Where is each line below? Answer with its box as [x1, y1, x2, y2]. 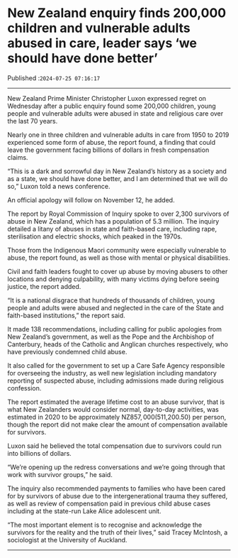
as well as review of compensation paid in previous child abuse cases [7, 499, 211, 508]
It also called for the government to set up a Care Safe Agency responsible [7, 361, 225, 370]
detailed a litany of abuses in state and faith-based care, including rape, [7, 224, 217, 233]
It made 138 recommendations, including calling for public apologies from [7, 324, 222, 333]
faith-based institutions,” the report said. [7, 311, 125, 319]
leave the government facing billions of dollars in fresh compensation [7, 146, 210, 154]
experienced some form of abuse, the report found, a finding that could [7, 138, 216, 146]
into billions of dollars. [7, 449, 72, 457]
